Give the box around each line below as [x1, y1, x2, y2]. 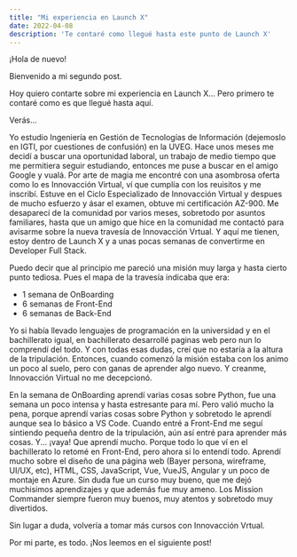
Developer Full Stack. [9, 245, 87, 256]
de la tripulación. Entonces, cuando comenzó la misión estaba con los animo [9, 354, 289, 364]
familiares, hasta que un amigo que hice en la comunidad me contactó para [9, 217, 285, 227]
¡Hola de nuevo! [9, 54, 67, 65]
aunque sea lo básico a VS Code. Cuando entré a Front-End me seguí [9, 418, 263, 429]
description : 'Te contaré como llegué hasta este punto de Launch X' [9, 29, 272, 38]
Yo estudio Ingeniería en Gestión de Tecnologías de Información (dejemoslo [9, 132, 286, 143]
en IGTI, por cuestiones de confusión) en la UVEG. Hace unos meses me [9, 141, 275, 152]
